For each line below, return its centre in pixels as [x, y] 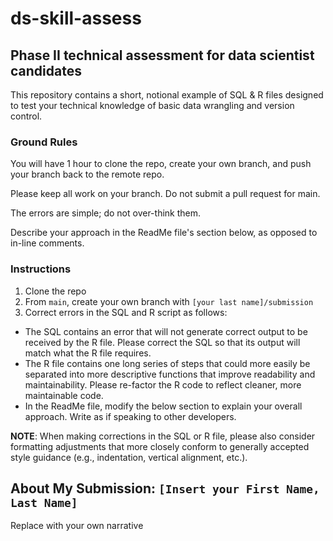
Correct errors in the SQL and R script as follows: [126, 312]
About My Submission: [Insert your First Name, [165, 488]
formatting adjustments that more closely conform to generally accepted [160, 446]
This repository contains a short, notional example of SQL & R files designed [167, 95]
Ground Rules [44, 142]
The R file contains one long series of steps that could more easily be [167, 363]
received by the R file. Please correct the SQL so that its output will [162, 342]
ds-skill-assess [76, 18]
